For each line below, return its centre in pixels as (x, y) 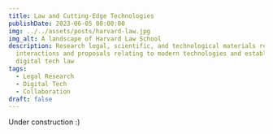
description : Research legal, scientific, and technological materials (132, 46)
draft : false (30, 99)
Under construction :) (44, 122)
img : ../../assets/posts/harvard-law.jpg (80, 31)
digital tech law (45, 62)
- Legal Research (45, 76)
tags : (17, 69)
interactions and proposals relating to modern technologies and (129, 54)
